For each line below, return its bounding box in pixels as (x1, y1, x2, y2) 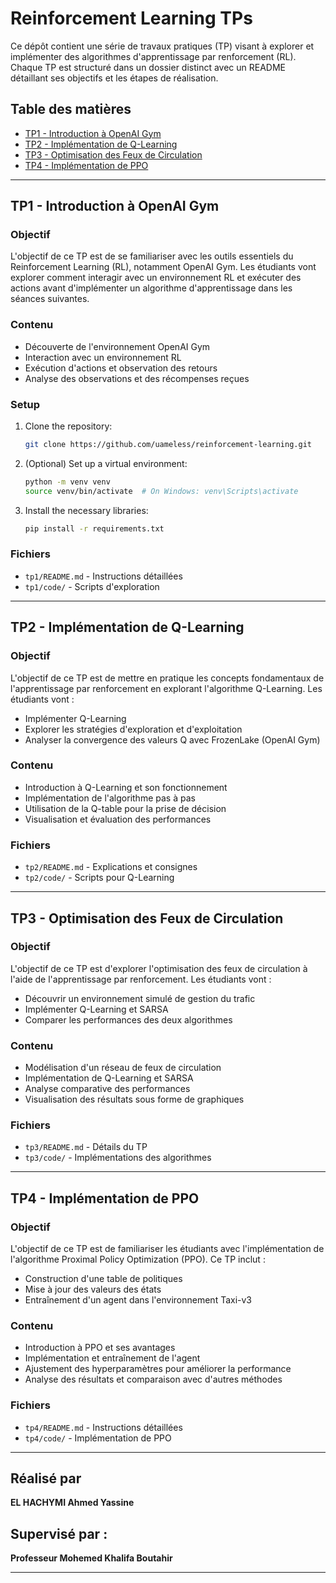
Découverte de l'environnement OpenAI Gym (24, 340, 211, 352)
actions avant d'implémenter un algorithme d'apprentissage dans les (10, 282, 293, 294)
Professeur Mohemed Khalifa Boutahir (10, 1552, 173, 1564)
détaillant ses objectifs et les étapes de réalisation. (10, 72, 219, 84)
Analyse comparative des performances (24, 1083, 191, 1095)
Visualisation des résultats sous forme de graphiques (24, 1093, 245, 1106)
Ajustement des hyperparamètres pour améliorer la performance (24, 1363, 292, 1375)
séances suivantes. (10, 293, 90, 305)
